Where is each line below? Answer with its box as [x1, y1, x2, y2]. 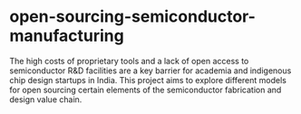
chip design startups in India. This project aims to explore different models [9, 74, 287, 85]
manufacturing [9, 25, 124, 46]
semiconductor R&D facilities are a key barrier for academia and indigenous [9, 65, 292, 76]
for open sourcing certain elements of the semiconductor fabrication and [9, 84, 282, 95]
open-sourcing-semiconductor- [9, 6, 257, 27]
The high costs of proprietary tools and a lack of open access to [9, 55, 249, 66]
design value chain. [9, 93, 83, 105]
